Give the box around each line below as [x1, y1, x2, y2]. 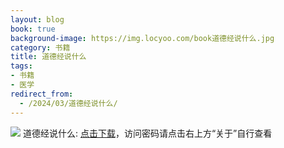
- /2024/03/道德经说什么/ [19, 98, 118, 108]
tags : [10, 61, 33, 71]
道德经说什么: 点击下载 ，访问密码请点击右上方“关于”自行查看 [22, 127, 273, 139]
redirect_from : [10, 89, 74, 99]
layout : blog [10, 14, 65, 25]
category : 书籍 [10, 42, 71, 53]
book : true [10, 24, 56, 34]
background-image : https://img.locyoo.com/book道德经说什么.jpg [10, 33, 275, 43]
